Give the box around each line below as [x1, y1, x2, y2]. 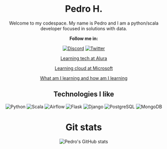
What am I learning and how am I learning [40, 75, 128, 81]
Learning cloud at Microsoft [55, 65, 113, 71]
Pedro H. [65, 3, 103, 15]
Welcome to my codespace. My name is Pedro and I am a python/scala [9, 20, 159, 26]
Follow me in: [69, 35, 99, 41]
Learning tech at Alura [60, 55, 107, 61]
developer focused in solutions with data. [40, 25, 127, 31]
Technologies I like [53, 90, 114, 99]
